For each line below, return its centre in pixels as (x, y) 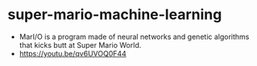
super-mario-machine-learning (115, 15)
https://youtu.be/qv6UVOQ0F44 (73, 53)
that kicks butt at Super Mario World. (80, 45)
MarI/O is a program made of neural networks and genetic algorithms (134, 37)
